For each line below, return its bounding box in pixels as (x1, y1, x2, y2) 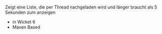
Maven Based (12, 24, 40, 30)
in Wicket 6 (12, 19, 36, 25)
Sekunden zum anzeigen (5, 9, 56, 15)
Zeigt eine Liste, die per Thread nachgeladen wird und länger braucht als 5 (5, 4, 157, 10)
